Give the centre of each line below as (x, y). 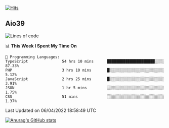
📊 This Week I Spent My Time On (41, 46)
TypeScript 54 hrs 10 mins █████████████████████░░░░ (85, 61)
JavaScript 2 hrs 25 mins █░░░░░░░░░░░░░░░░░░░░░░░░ (85, 79)
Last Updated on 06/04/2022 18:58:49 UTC (51, 110)
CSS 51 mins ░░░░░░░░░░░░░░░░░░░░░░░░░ (85, 97)
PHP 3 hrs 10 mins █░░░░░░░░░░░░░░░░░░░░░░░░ (85, 70)
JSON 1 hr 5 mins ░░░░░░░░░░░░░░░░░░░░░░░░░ (85, 88)
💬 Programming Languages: (32, 57)
